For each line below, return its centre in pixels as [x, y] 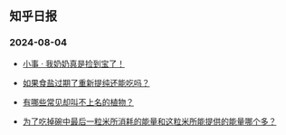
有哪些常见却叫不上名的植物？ [78, 101]
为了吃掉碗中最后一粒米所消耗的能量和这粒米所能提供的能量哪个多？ [149, 121]
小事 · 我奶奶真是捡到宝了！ [73, 63]
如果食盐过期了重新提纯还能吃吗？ [86, 82]
